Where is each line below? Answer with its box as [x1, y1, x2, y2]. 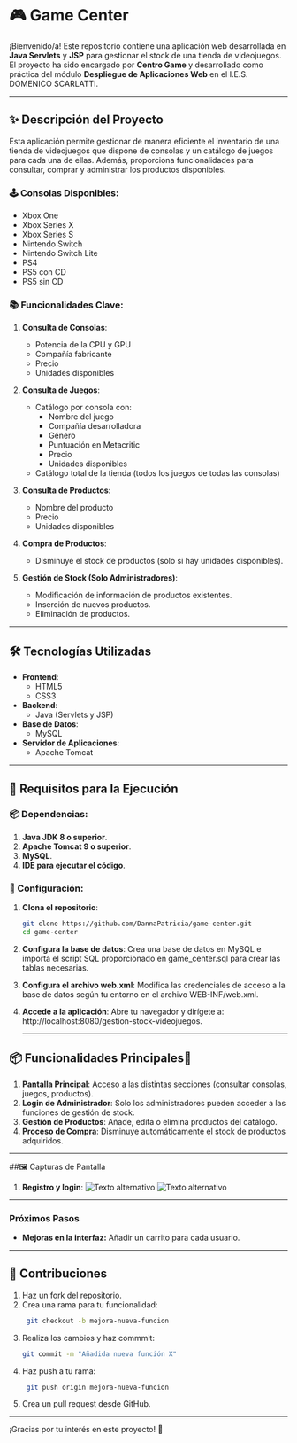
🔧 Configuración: [9, 882, 84, 894]
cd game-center [21, 928, 79, 937]
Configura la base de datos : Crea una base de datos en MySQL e [21, 943, 262, 954]
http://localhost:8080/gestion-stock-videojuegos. [21, 1015, 203, 1026]
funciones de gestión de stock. [21, 1107, 135, 1118]
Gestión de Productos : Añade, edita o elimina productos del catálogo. [21, 1116, 278, 1127]
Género [48, 430, 76, 441]
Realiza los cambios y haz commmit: [21, 1332, 155, 1343]
